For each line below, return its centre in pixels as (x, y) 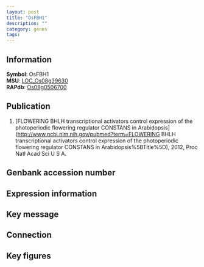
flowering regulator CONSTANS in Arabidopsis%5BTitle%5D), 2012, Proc (106, 147)
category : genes (27, 29)
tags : (13, 35)
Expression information (52, 193)
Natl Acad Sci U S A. (41, 153)
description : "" (27, 23)
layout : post (23, 12)
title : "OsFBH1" (27, 18)
